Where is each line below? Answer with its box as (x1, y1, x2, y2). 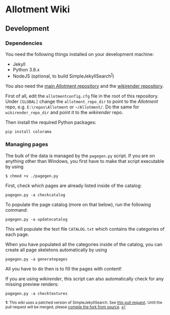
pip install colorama (5, 129, 52, 134)
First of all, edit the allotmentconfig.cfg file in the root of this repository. (5, 92, 159, 99)
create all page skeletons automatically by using (5, 247, 107, 253)
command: (5, 207, 28, 213)
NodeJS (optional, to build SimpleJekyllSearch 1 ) (12, 72, 115, 79)
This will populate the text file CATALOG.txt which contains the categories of (5, 226, 165, 232)
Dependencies (5, 40, 43, 47)
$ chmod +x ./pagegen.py (5, 173, 59, 178)
